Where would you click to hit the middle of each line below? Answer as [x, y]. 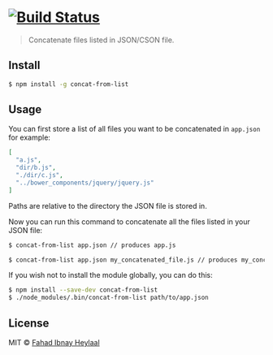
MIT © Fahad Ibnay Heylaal [54, 342]
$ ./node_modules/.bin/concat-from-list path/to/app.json [108, 298]
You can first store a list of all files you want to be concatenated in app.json [134, 129]
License [29, 323]
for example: [30, 137]
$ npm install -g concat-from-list [69, 84]
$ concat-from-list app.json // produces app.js [92, 245]
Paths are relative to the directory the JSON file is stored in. [108, 206]
